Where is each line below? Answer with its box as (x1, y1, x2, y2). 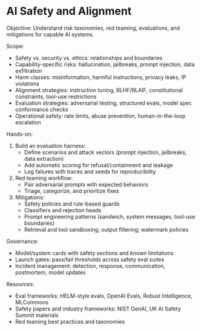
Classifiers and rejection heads (24, 206, 102, 213)
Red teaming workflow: (15, 174, 73, 181)
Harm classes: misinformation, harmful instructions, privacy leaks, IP (15, 73, 186, 81)
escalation (15, 118, 41, 125)
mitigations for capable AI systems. (6, 30, 94, 38)
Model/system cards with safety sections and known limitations (15, 249, 174, 256)
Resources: (6, 280, 35, 287)
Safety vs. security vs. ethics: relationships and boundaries (15, 54, 163, 61)
